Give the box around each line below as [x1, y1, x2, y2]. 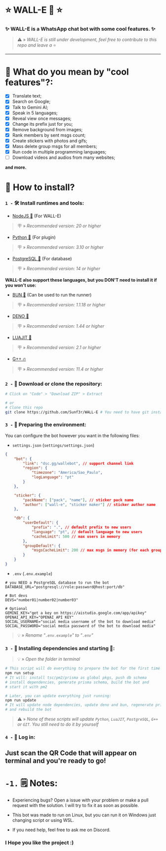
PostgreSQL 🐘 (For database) [12, 255, 72, 261]
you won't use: [5, 282, 37, 288]
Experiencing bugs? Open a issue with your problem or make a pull [12, 797, 149, 803]
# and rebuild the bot [5, 707, 52, 712]
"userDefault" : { [23, 520, 58, 525]
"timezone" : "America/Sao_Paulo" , [31, 470, 103, 475]
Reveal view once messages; [12, 115, 72, 121]
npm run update [5, 698, 37, 703]
